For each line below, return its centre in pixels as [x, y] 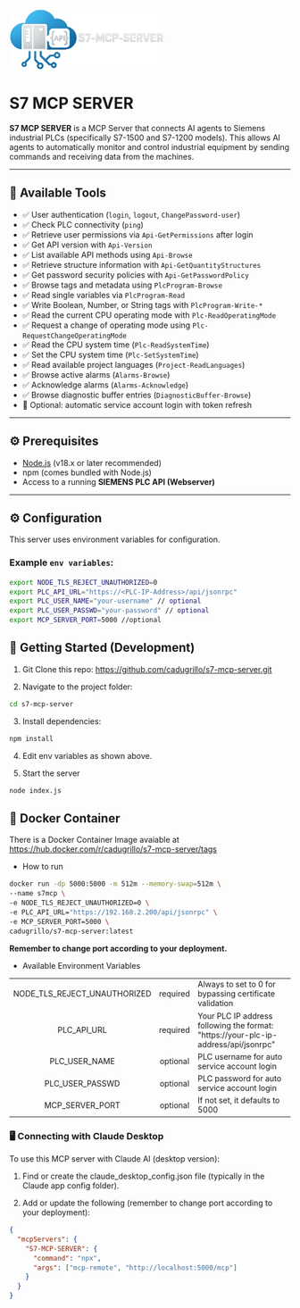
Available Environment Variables [81, 965]
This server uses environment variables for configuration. [115, 539]
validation [216, 1004]
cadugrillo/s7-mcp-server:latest [71, 931]
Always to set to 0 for [237, 984]
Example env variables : [62, 562]
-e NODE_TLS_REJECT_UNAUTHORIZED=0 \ [79, 903]
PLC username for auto [240, 1056]
